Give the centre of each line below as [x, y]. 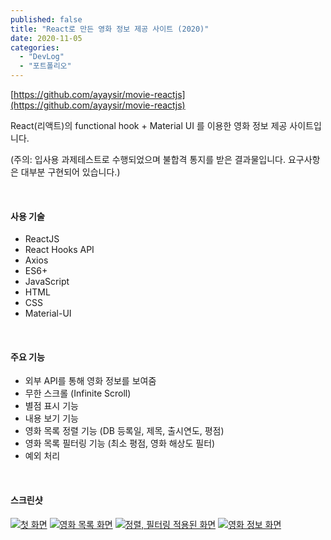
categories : [35, 47]
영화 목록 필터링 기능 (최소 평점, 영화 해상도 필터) [120, 443]
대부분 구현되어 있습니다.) [70, 172]
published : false [46, 19]
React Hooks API [59, 250]
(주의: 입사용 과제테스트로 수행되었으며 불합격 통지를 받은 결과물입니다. [148, 159]
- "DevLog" [42, 57]
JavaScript [47, 282]
